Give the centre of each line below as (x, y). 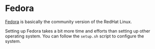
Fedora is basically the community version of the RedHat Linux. (68, 22)
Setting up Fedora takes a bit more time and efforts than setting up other (78, 31)
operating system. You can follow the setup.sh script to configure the (75, 36)
